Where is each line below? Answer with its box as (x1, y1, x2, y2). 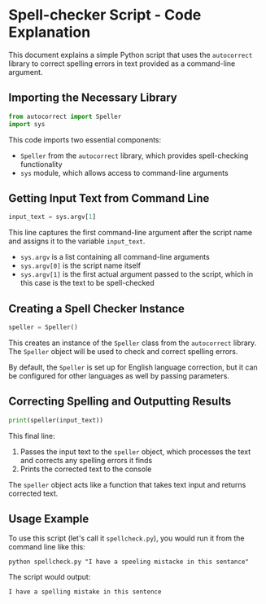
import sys (8, 120, 46, 128)
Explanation (8, 23, 91, 42)
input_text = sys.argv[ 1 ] (8, 213, 96, 221)
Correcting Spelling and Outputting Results (8, 395, 232, 409)
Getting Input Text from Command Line (8, 191, 210, 205)
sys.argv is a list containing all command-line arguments (20, 252, 210, 262)
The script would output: (8, 572, 91, 582)
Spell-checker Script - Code (8, 6, 202, 24)
